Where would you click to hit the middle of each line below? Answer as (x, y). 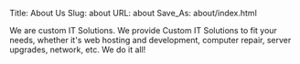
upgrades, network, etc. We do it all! (78, 50)
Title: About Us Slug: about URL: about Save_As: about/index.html (134, 13)
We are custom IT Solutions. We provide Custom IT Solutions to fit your (143, 30)
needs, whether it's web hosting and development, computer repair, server (150, 40)
